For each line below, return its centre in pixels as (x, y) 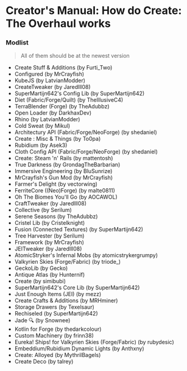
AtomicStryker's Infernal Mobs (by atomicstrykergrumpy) (86, 255)
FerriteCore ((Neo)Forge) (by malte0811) (65, 191)
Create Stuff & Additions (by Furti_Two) (63, 68)
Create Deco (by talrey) (44, 362)
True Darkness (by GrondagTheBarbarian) (67, 164)
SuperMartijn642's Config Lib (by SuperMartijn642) (79, 94)
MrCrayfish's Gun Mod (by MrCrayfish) (64, 178)
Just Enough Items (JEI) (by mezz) (58, 294)
